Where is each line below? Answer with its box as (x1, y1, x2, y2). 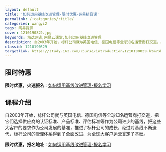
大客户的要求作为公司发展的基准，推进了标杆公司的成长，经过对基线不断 (5, 125, 152, 131)
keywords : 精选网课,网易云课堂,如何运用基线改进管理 (5, 35, 102, 40)
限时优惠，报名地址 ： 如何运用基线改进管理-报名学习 (5, 142, 111, 148)
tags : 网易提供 (5, 26, 34, 31)
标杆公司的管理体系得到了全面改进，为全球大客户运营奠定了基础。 (13, 131, 148, 137)
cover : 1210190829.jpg (5, 30, 52, 35)
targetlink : (5, 49, 30, 53)
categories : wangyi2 (5, 21, 48, 26)
